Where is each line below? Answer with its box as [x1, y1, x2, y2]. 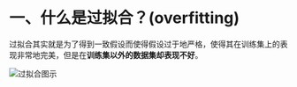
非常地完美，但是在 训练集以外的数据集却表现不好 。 [16, 49, 203, 60]
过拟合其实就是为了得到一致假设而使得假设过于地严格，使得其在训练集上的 [9, 39, 280, 49]
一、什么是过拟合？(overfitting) [9, 8, 240, 28]
